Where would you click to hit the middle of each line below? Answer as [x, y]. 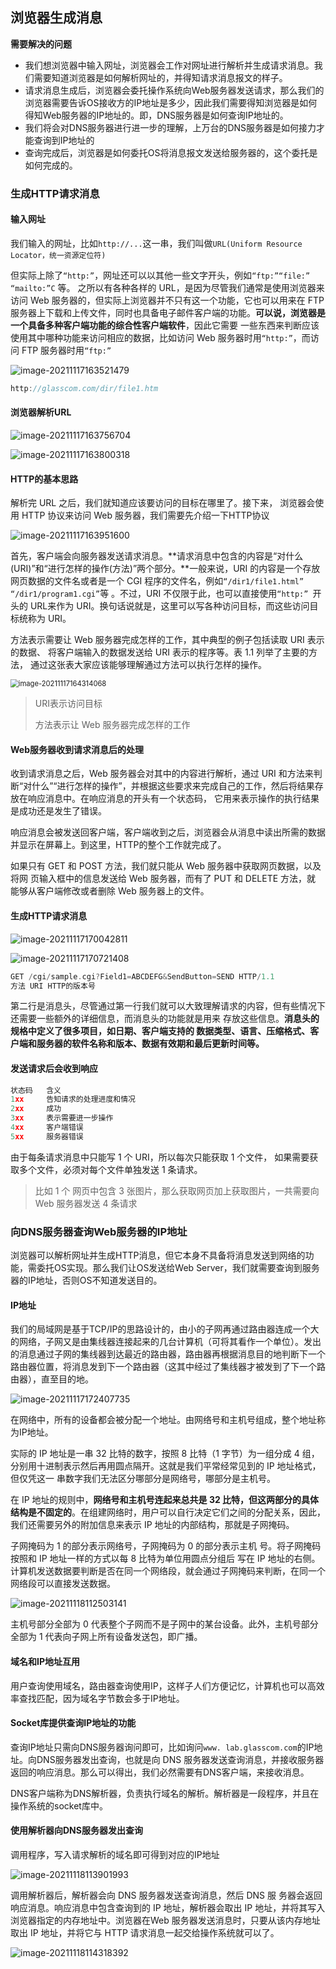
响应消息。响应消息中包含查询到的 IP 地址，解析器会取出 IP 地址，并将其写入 [168, 1907]
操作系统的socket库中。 [59, 1805]
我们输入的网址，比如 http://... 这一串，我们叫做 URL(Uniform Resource [156, 243]
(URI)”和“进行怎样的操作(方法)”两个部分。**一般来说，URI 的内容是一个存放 [165, 569]
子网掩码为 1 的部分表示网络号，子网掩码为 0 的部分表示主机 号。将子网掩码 [166, 1546]
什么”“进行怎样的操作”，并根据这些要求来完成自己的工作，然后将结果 [173, 786]
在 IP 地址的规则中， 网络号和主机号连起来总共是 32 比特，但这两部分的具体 [165, 1500]
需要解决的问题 [41, 44]
